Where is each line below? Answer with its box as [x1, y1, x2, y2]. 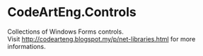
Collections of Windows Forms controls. [7, 27, 124, 36]
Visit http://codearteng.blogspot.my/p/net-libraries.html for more [7, 34, 196, 43]
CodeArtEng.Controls [7, 4, 137, 20]
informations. [7, 42, 46, 50]
